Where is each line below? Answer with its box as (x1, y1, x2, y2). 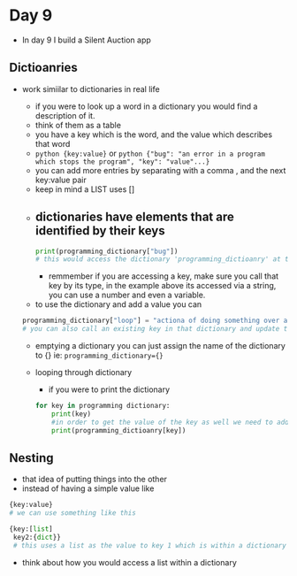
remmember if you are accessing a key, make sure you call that (48, 271, 279, 281)
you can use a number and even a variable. (48, 289, 206, 301)
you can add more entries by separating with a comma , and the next (34, 165, 286, 175)
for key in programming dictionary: (34, 402, 171, 411)
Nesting (9, 450, 55, 465)
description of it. (34, 110, 95, 120)
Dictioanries (9, 60, 78, 75)
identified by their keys (34, 223, 165, 239)
